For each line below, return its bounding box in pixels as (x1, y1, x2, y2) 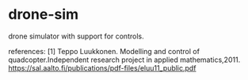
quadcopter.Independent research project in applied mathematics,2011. (8, 55, 241, 64)
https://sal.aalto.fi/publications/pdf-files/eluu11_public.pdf (8, 63, 196, 72)
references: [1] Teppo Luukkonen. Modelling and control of (8, 46, 200, 56)
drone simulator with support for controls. (8, 31, 144, 41)
